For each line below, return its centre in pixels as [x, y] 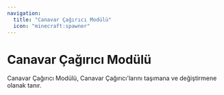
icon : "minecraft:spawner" [52, 26]
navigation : [24, 13]
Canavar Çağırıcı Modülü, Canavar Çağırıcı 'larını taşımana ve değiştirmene [112, 78]
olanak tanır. [25, 85]
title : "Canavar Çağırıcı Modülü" [62, 20]
